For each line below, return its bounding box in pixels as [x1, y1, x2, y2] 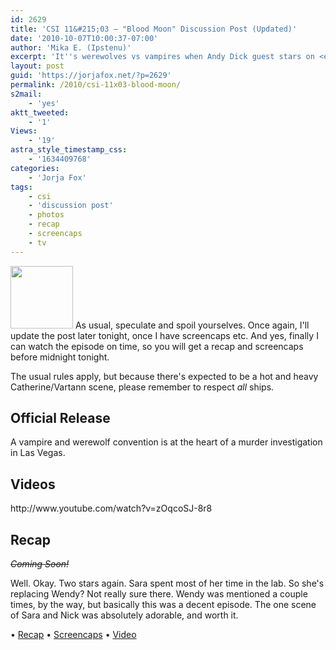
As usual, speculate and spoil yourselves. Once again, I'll [74, 319, 310, 331]
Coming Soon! [10, 558, 70, 570]
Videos [10, 476, 56, 493]
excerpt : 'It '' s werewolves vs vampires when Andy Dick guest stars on [10, 52, 315, 62]
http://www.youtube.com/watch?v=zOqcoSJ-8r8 [10, 502, 213, 515]
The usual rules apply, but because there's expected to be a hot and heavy [10, 370, 319, 382]
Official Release [10, 410, 111, 427]
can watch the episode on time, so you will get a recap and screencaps [10, 340, 304, 352]
